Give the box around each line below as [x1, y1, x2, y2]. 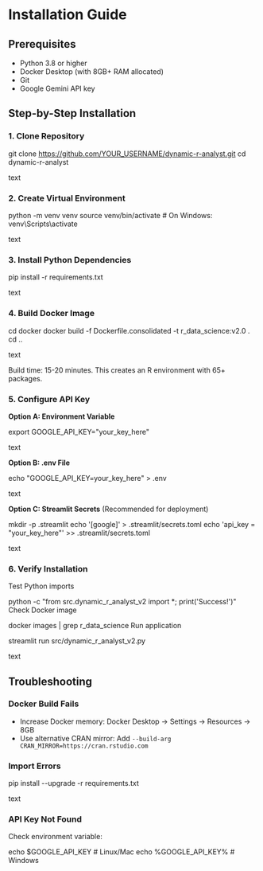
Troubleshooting [8, 674, 93, 688]
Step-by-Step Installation [8, 107, 137, 120]
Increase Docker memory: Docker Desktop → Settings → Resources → [19, 717, 251, 726]
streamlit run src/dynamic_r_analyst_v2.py [8, 636, 145, 646]
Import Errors [8, 760, 61, 771]
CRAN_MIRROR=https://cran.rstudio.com [19, 742, 149, 750]
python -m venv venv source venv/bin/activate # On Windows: [8, 210, 213, 220]
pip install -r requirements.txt [8, 272, 103, 282]
